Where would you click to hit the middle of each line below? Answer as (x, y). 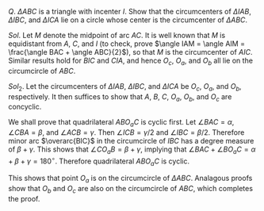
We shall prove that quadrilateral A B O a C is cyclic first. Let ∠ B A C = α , (121, 123)
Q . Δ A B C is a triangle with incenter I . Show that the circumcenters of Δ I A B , (130, 12)
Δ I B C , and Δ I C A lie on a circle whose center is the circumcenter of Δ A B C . (128, 20)
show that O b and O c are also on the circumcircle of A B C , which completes (131, 190)
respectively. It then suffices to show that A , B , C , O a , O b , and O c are (120, 97)
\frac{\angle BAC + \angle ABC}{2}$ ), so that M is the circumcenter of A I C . (130, 52)
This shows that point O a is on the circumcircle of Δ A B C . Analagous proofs (130, 179)
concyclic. (25, 107)
